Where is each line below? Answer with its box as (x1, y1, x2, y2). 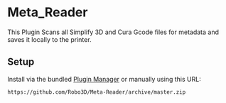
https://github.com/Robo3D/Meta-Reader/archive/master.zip (7, 88, 186, 96)
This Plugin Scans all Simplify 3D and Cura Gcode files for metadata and (7, 28, 219, 36)
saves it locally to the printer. (7, 35, 92, 43)
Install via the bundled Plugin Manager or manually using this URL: (7, 75, 201, 83)
